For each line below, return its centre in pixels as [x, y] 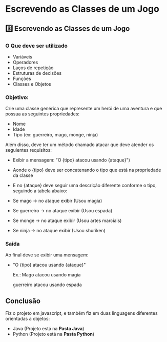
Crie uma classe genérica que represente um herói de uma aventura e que [84, 109]
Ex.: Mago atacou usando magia [47, 275]
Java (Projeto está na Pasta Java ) [48, 329]
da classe [23, 175]
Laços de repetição [33, 68]
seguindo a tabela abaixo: [40, 191]
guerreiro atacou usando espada [47, 285]
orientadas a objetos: [28, 319]
